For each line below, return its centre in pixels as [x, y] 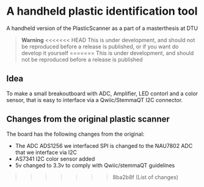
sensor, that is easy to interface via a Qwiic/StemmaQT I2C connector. [95, 100]
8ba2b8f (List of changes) [146, 177]
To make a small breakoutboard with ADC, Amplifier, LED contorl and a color [102, 94]
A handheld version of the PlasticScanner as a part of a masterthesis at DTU [102, 28]
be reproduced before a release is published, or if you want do [100, 46]
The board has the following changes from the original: [75, 134]
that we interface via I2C [46, 152]
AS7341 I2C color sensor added [55, 159]
